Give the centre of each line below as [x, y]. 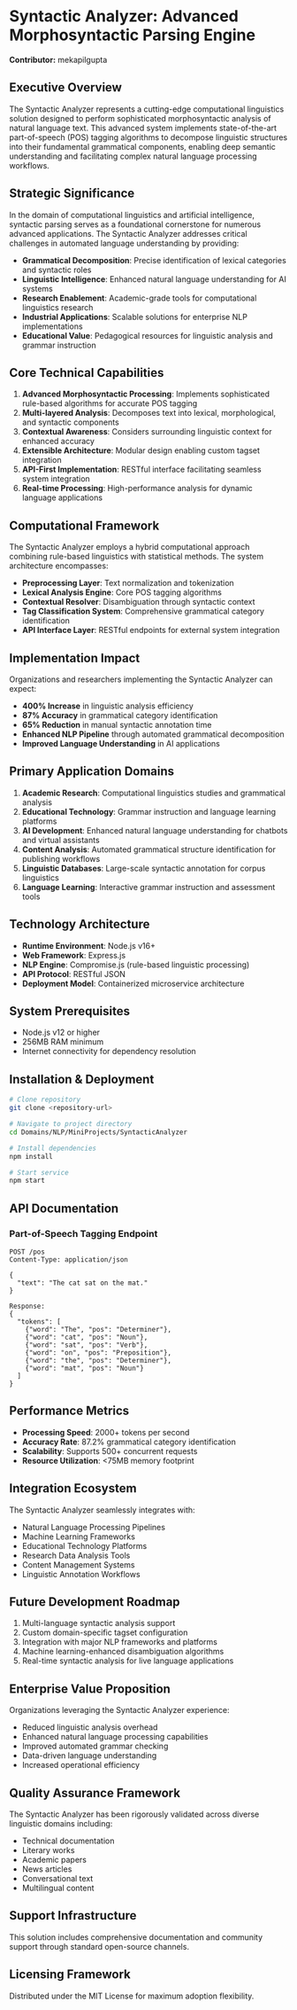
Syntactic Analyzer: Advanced [124, 16]
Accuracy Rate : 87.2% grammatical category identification [129, 1442]
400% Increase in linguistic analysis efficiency [108, 706]
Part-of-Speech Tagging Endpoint [84, 1233]
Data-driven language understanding [89, 1756]
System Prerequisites [70, 1011]
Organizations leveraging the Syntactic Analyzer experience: [119, 1710]
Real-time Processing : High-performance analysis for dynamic [137, 489]
